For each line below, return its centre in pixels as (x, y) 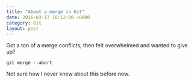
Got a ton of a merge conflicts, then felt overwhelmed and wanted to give (97, 45)
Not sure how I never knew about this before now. (68, 74)
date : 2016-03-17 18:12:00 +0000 (48, 17)
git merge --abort (29, 63)
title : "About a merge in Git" (45, 12)
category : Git (24, 23)
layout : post (23, 28)
